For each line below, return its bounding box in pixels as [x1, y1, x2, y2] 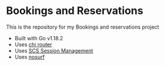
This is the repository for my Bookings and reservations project [6, 23, 159, 30]
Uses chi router [14, 41, 52, 48]
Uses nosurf [14, 53, 45, 60]
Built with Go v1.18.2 [14, 34, 64, 41]
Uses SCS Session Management [14, 47, 93, 54]
